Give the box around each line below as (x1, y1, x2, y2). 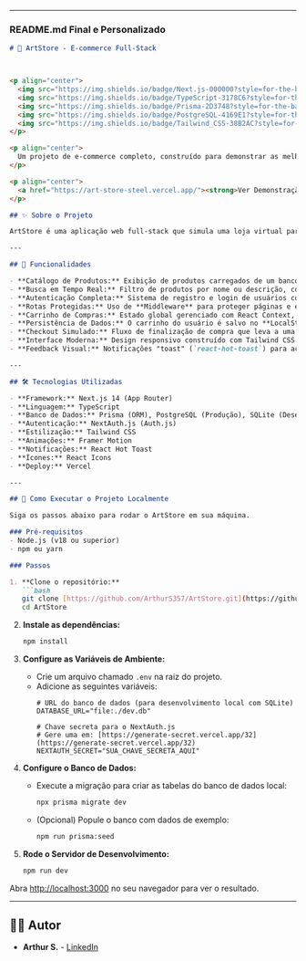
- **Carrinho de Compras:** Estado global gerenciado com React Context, (9, 310, 296, 319)
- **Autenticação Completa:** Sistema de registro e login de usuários (9, 293, 287, 302)
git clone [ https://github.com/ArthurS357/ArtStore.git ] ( (21, 594, 247, 603)
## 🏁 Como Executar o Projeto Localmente (9, 495, 169, 504)
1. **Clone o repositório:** (9, 577, 120, 587)
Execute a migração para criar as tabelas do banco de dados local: (36, 780, 288, 791)
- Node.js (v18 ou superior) (9, 536, 120, 546)
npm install (22, 637, 68, 646)
